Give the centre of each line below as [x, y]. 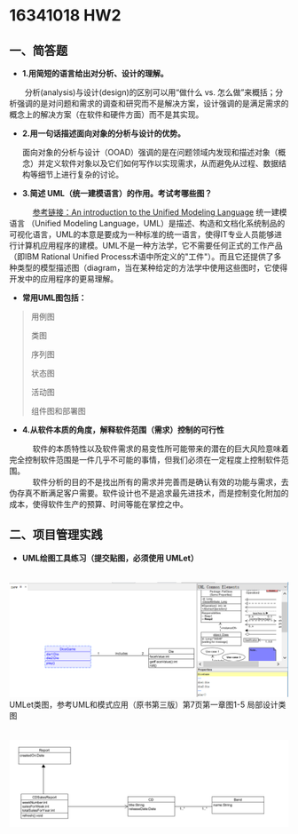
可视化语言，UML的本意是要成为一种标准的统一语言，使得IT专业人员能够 [142, 234]
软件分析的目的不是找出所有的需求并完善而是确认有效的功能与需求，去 [161, 482]
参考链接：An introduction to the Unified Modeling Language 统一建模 [160, 212]
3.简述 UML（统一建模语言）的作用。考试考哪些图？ [117, 193]
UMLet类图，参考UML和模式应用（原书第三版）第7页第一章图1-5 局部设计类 [148, 704]
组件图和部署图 [58, 411]
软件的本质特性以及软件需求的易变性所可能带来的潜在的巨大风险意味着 [161, 449]
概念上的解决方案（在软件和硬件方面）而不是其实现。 [106, 115]
